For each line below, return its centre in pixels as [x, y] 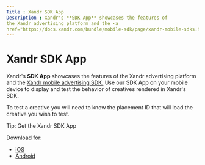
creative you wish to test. [38, 114]
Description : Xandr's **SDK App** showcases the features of [87, 18]
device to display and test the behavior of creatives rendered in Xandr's [96, 89]
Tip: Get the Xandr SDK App [41, 126]
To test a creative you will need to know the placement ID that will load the [100, 108]
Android [25, 156]
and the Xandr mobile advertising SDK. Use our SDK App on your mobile [97, 82]
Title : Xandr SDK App [35, 12]
